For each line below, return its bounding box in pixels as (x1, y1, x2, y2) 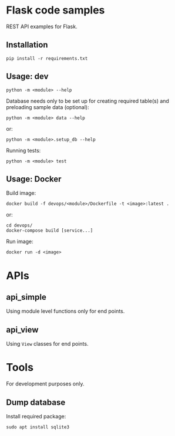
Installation (6, 40, 48, 50)
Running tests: (6, 147, 41, 154)
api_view (6, 325, 39, 334)
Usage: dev (6, 72, 49, 82)
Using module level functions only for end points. (6, 307, 125, 315)
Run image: (6, 238, 33, 245)
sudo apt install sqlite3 (6, 424, 69, 430)
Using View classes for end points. (6, 340, 89, 347)
